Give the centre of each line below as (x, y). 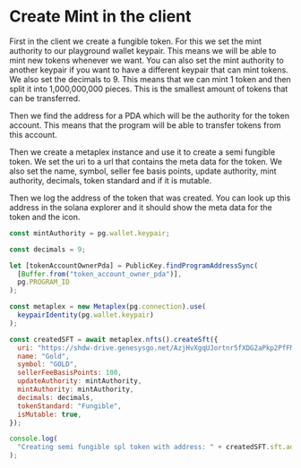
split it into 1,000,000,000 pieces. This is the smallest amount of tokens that (149, 89)
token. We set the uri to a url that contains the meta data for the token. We (146, 161)
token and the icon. (45, 217)
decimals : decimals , (56, 397)
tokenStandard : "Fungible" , (70, 406)
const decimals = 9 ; (48, 249)
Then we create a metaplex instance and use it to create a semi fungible (142, 152)
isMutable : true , (50, 414)
